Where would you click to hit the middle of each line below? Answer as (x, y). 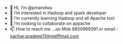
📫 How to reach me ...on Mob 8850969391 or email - (64, 29)
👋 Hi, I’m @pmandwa (31, 8)
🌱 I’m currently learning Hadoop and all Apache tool (62, 18)
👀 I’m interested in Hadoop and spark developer (58, 13)
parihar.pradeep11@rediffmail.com (44, 36)
